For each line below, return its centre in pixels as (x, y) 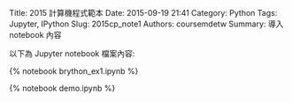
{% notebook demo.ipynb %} (62, 88)
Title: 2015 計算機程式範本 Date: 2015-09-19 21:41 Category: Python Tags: (143, 13)
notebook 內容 (35, 35)
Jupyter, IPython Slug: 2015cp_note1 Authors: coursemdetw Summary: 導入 (146, 24)
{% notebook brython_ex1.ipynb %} (74, 71)
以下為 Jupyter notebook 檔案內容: (72, 54)
